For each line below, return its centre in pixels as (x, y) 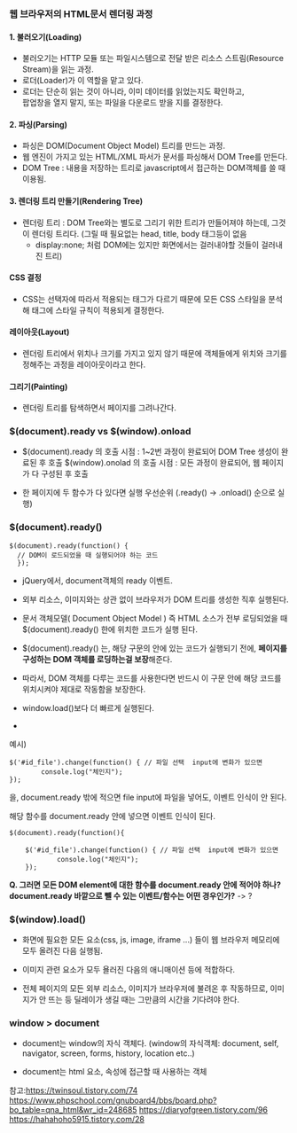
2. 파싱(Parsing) (39, 124)
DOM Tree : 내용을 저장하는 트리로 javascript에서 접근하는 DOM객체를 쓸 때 (154, 168)
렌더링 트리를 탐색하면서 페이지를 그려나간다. (99, 408)
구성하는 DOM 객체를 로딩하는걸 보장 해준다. (97, 659)
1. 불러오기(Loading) (46, 36)
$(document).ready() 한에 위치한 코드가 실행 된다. (109, 629)
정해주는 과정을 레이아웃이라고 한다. (84, 364)
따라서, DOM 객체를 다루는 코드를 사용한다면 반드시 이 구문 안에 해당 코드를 (152, 678)
